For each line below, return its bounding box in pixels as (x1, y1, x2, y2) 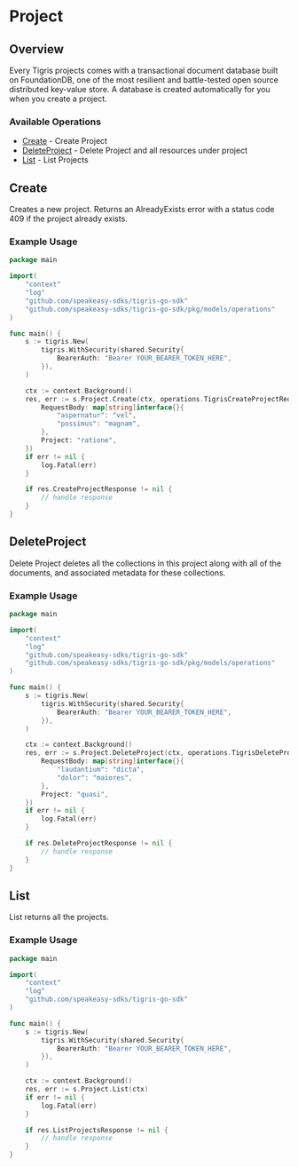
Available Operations (9, 115, 102, 128)
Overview (9, 42, 65, 57)
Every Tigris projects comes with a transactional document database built (9, 65, 278, 75)
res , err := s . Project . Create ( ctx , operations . (25, 394, 204, 403)
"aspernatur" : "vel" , (56, 411, 137, 420)
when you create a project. (9, 93, 108, 104)
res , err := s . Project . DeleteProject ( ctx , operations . (25, 749, 232, 758)
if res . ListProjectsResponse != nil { (25, 1125, 169, 1134)
